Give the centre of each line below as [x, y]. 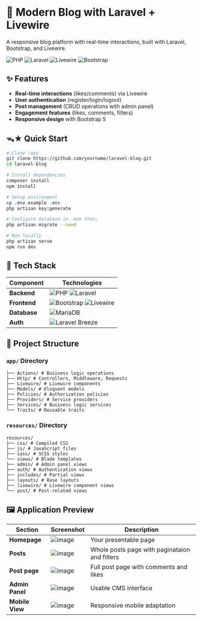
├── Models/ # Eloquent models [45, 389]
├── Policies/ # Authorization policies [58, 394]
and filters [105, 557]
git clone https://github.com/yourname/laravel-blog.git [79, 159]
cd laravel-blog [26, 164]
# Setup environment [32, 197]
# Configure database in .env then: [52, 219]
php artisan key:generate [38, 208]
